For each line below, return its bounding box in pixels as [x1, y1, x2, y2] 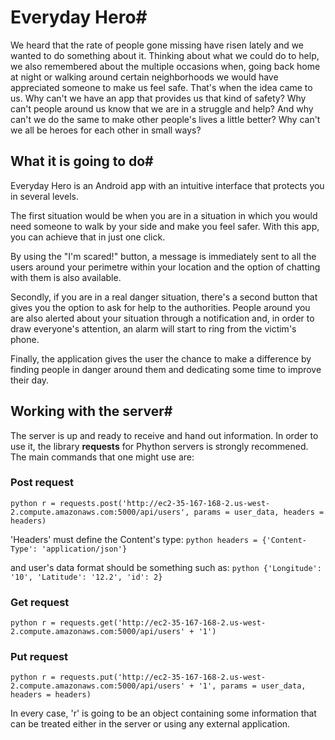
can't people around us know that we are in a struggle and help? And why [10, 102, 314, 115]
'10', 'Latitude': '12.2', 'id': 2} [10, 572, 163, 582]
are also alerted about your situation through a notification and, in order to [10, 312, 315, 324]
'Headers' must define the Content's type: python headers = [10, 533, 258, 545]
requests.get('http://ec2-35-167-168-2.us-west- [59, 618, 267, 628]
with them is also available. [10, 271, 122, 283]
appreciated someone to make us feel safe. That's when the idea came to [10, 81, 313, 93]
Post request [10, 476, 74, 490]
